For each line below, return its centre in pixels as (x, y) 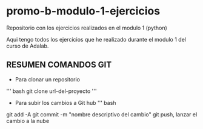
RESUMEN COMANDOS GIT (59, 65)
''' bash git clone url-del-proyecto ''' (52, 91)
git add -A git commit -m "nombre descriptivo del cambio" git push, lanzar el (102, 114)
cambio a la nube (28, 121)
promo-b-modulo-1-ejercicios (83, 11)
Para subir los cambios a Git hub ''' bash (65, 102)
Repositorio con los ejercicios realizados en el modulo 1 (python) (87, 28)
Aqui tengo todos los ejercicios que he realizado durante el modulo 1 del (96, 39)
